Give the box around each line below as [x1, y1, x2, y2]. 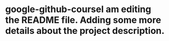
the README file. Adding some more [5, 14, 161, 26]
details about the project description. [5, 25, 165, 36]
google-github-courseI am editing [5, 4, 151, 15]
